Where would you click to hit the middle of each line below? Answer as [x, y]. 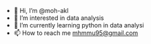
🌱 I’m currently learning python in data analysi [79, 25]
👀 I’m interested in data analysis [59, 18]
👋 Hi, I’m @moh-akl [41, 11]
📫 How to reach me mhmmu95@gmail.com [76, 33]
